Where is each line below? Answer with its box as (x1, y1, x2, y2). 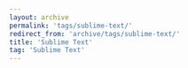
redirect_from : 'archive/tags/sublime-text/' (9, 29, 180, 38)
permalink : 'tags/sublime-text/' (9, 21, 133, 30)
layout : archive (9, 12, 69, 22)
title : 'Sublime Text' (9, 37, 93, 47)
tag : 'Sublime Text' (9, 46, 86, 55)
